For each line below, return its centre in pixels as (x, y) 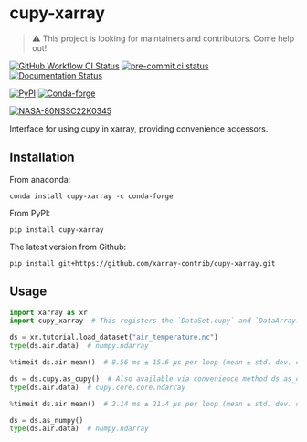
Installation (42, 158)
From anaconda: (40, 179)
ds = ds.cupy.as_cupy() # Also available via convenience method (138, 379)
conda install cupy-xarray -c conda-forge (91, 196)
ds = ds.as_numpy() (47, 420)
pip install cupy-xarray (57, 230)
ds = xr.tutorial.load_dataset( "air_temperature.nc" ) (114, 337)
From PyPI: (30, 213)
